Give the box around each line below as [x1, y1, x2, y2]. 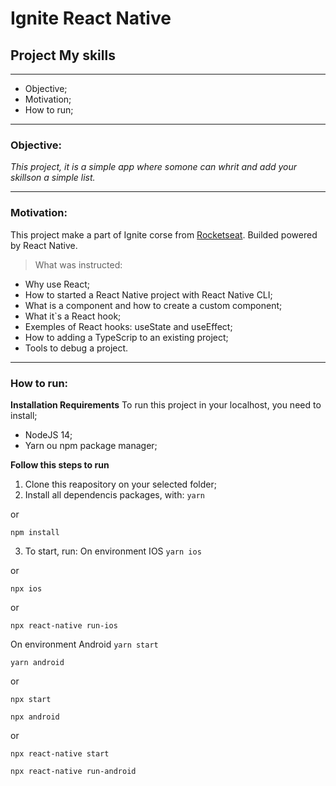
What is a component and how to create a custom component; [24, 299, 283, 311]
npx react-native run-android [10, 766, 137, 776]
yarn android [10, 657, 65, 667]
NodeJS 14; [24, 428, 73, 441]
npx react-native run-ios [10, 620, 118, 631]
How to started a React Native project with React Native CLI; [24, 288, 273, 301]
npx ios [10, 583, 43, 594]
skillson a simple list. [10, 172, 96, 184]
